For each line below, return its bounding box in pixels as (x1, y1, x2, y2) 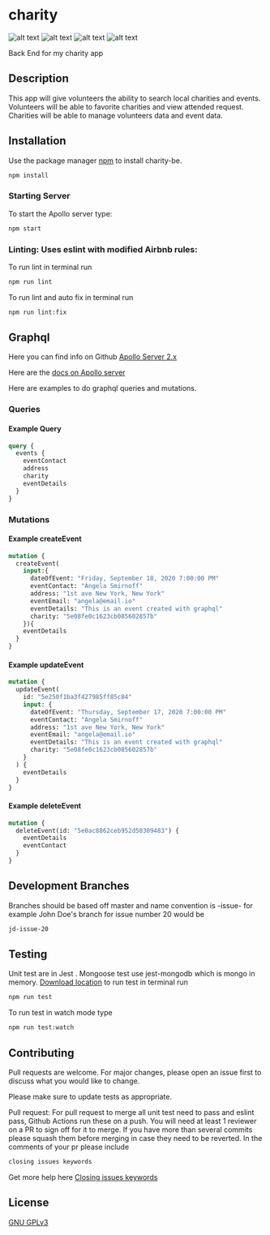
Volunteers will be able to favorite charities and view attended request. (8, 101, 244, 111)
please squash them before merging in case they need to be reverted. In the (8, 1133, 263, 1143)
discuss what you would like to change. (8, 1076, 140, 1086)
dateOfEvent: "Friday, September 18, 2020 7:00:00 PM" (29, 574, 220, 583)
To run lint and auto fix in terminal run (8, 292, 134, 302)
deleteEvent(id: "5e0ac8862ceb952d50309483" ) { (15, 826, 180, 834)
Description (8, 71, 69, 86)
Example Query (8, 423, 62, 433)
